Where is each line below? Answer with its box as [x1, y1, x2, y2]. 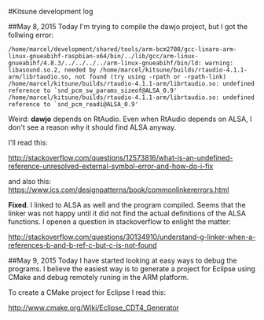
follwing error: [8, 31, 53, 39]
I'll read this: [8, 138, 49, 147]
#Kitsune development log [8, 7, 93, 16]
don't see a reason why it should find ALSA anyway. [8, 123, 177, 132]
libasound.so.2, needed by [8, 66, 97, 74]
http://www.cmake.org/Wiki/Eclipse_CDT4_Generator [8, 303, 179, 312]
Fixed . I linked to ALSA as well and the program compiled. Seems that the [8, 200, 246, 209]
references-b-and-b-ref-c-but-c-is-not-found [8, 241, 157, 250]
